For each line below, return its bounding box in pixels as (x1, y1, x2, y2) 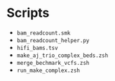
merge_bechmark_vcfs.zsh (16, 59, 90, 66)
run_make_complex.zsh (16, 67, 80, 74)
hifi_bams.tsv (16, 44, 58, 51)
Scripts (6, 5, 50, 21)
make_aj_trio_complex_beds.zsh (16, 51, 109, 59)
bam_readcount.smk (16, 30, 71, 37)
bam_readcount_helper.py (16, 37, 90, 44)
